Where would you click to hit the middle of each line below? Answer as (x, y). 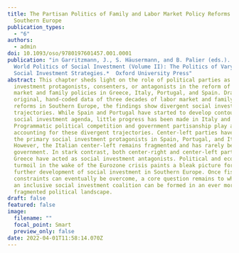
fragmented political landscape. (63, 192)
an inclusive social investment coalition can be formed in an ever (117, 185)
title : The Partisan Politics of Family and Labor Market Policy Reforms (119, 14)
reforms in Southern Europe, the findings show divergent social (113, 106)
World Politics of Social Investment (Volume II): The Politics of (116, 67)
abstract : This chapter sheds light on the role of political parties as (119, 80)
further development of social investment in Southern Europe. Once (117, 172)
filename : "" (33, 218)
